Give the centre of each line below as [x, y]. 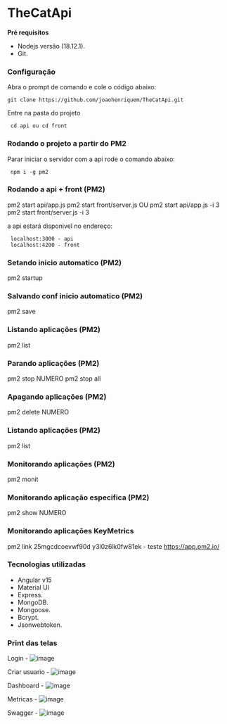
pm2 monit [23, 479]
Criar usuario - [28, 672]
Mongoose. [34, 609]
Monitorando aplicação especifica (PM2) [78, 497]
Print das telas [32, 643]
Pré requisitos [28, 32]
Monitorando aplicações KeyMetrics [71, 531]
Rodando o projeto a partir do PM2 [67, 144]
